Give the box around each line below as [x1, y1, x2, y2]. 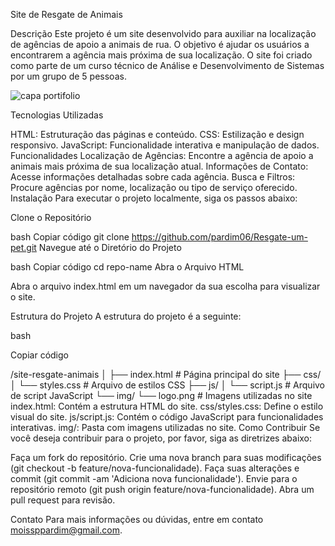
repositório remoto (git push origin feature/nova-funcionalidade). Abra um [10, 484, 315, 495]
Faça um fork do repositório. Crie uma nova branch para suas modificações [10, 452, 322, 463]
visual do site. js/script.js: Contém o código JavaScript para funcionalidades [10, 411, 324, 423]
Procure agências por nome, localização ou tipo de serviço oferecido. [10, 182, 298, 193]
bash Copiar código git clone [10, 231, 130, 243]
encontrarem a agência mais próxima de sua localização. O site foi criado [10, 49, 313, 61]
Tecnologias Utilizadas [10, 109, 104, 121]
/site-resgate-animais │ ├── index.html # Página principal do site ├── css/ [10, 369, 322, 380]
